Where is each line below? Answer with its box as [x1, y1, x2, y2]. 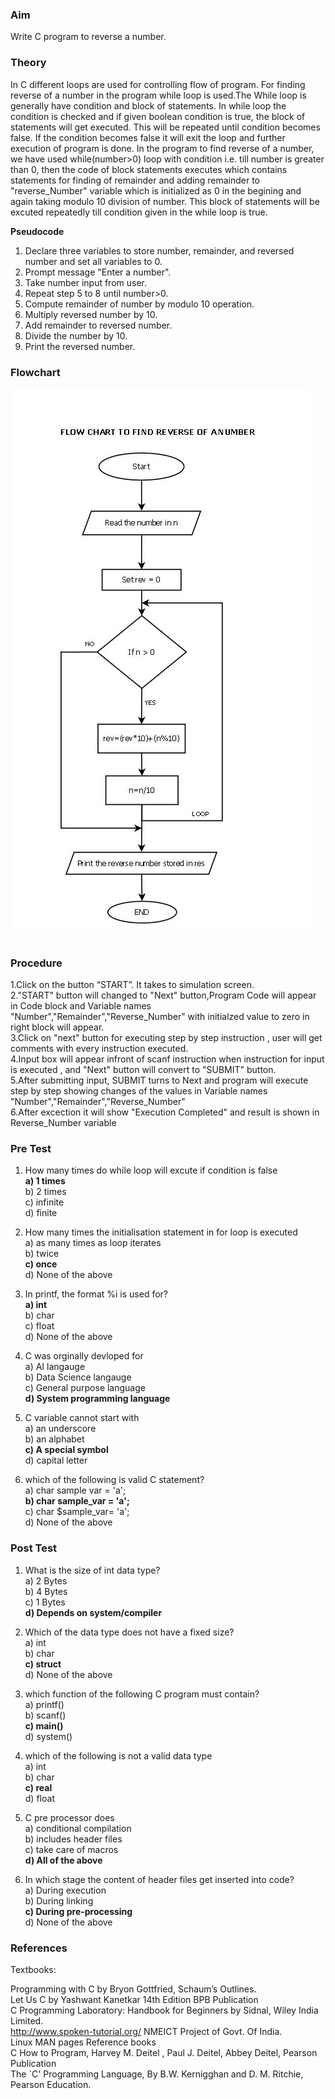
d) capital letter [24, 1454, 88, 1467]
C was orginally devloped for [24, 1350, 144, 1362]
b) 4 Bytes [24, 1585, 68, 1597]
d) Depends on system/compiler [24, 1606, 163, 1618]
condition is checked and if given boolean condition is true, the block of [10, 110, 306, 122]
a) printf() [24, 1698, 65, 1710]
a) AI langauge [24, 1361, 86, 1373]
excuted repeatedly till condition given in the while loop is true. [10, 206, 268, 218]
